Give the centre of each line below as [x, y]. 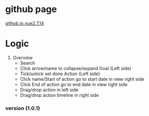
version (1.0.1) [23, 108]
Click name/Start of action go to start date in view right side [82, 79]
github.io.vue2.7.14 [24, 23]
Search [28, 63]
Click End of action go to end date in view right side [74, 84]
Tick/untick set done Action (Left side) [60, 74]
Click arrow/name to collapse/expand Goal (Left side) [76, 68]
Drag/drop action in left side [49, 90]
